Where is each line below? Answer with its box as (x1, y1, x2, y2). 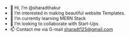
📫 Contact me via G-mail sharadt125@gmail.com (10, 26, 113, 32)
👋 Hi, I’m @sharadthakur (10, 5, 61, 10)
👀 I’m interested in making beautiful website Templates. (10, 10, 125, 16)
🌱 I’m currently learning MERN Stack (10, 15, 86, 21)
